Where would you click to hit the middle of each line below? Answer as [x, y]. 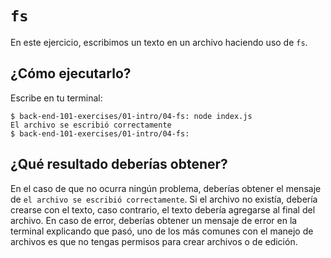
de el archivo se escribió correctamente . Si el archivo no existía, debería [164, 199]
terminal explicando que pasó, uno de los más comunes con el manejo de [162, 231]
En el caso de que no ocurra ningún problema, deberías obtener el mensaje [166, 188]
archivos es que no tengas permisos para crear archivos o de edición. [154, 241]
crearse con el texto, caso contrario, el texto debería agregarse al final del [163, 209]
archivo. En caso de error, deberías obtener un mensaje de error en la [154, 220]
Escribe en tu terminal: [56, 98]
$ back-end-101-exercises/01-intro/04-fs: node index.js [131, 116]
